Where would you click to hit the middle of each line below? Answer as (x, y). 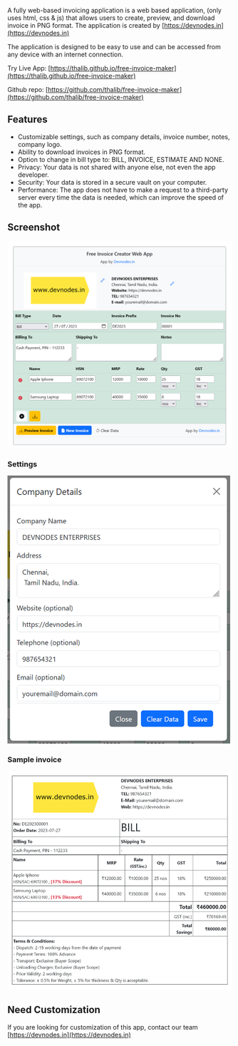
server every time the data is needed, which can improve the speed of (121, 197)
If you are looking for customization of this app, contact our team (103, 1027)
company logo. (40, 144)
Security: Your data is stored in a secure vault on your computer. (112, 182)
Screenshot (34, 227)
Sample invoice (35, 759)
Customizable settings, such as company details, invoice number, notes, (124, 137)
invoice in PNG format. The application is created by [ (86, 25)
